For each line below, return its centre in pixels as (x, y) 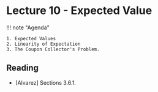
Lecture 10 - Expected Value (79, 11)
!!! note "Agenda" (28, 27)
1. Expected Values (31, 38)
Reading (22, 68)
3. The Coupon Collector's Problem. (53, 49)
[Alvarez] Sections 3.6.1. (46, 82)
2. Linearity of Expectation (43, 44)
